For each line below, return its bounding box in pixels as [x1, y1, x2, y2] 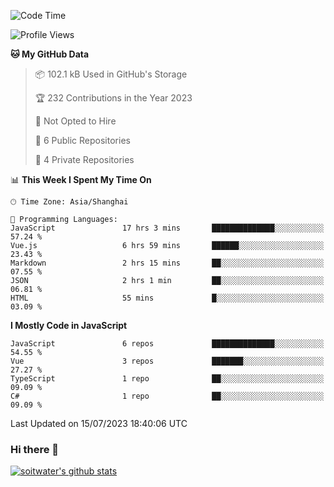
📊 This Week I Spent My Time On [10, 174, 152, 185]
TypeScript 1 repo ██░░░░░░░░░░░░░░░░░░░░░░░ [10, 374, 325, 384]
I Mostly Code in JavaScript [10, 320, 128, 331]
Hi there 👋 [10, 442, 60, 456]
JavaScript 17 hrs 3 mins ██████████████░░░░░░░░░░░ [10, 223, 325, 233]
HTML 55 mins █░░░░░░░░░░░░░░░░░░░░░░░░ [10, 293, 325, 303]
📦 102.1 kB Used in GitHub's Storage [34, 68, 188, 80]
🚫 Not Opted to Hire [34, 115, 117, 127]
